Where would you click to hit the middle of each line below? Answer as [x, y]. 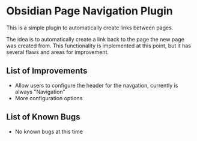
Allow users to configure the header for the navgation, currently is [96, 85]
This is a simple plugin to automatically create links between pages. [90, 28]
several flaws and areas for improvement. [58, 52]
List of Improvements [47, 71]
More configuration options [49, 98]
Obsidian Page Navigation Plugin [89, 11]
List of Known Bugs [43, 117]
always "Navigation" [40, 92]
